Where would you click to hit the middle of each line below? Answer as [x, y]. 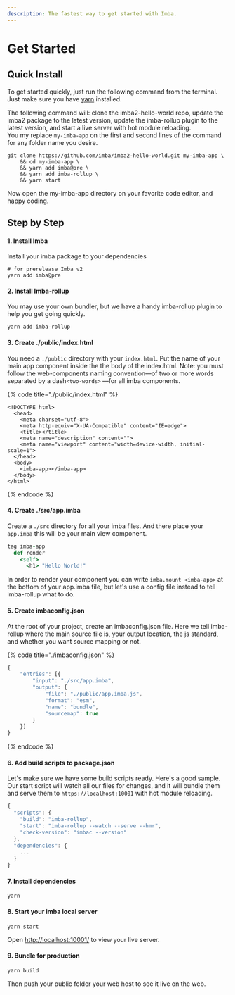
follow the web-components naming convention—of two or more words [110, 373]
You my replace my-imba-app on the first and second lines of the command [115, 135]
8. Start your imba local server [53, 911]
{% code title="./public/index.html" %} [63, 394]
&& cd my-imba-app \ [50, 162]
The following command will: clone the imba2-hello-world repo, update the [115, 113]
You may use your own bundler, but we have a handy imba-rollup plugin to [115, 306]
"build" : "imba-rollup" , [56, 820]
